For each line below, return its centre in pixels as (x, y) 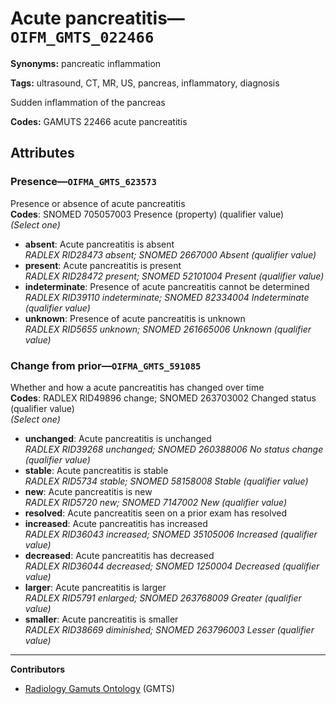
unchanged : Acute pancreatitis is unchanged (118, 438)
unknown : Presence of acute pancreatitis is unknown (135, 318)
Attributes (42, 153)
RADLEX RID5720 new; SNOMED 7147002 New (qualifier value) (156, 502)
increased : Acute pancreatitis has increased (116, 523)
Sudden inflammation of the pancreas (88, 102)
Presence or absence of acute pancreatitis (98, 203)
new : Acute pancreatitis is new (88, 491)
